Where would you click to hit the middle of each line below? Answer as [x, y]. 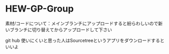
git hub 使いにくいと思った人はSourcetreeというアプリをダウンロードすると [85, 40]
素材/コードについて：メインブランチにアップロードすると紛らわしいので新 [84, 23]
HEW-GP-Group [39, 9]
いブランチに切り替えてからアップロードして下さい [59, 30]
